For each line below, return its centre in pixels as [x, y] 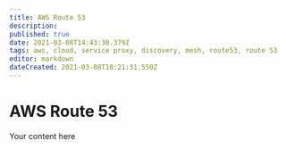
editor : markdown [42, 59]
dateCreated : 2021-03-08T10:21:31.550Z [84, 68]
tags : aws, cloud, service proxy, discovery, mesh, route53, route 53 [143, 51]
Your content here [42, 136]
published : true [39, 34]
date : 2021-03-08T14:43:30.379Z [69, 42]
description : [34, 26]
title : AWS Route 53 [48, 17]
